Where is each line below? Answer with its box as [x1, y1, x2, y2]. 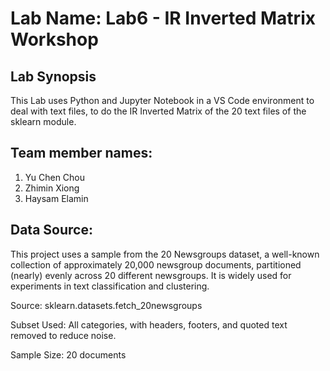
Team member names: [10, 145, 153, 162]
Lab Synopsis [10, 68, 97, 85]
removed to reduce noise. [10, 329, 117, 341]
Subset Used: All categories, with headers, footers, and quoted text [10, 318, 288, 331]
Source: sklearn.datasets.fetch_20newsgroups [10, 299, 203, 311]
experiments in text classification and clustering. [10, 280, 210, 292]
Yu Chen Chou [24, 171, 86, 183]
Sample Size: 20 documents [10, 348, 127, 361]
